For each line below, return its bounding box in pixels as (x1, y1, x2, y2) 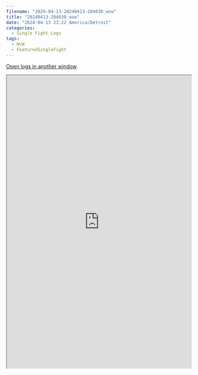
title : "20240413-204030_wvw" (6, 14, 80, 20)
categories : (6, 25, 35, 31)
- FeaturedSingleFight (11, 47, 67, 53)
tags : (6, 36, 19, 42)
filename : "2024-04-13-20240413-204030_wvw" (6, 8, 117, 15)
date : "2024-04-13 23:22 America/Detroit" (6, 19, 111, 25)
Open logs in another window (6, 63, 77, 70)
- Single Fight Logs (11, 30, 62, 36)
